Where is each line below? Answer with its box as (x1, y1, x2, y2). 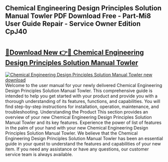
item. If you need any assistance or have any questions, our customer (5, 146, 149, 152)
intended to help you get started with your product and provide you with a (5, 93, 158, 99)
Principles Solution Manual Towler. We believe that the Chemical (5, 130, 138, 136)
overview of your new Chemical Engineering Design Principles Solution (5, 114, 152, 120)
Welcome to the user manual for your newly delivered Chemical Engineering (5, 82, 162, 88)
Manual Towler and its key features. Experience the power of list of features (5, 119, 162, 125)
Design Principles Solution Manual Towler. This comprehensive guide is (5, 87, 153, 93)
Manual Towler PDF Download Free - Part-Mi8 (5, 12, 151, 20)
